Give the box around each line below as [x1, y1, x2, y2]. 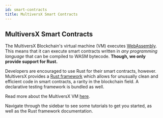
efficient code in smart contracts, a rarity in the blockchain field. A [5, 79, 139, 85]
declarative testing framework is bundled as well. [5, 84, 105, 90]
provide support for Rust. [5, 59, 58, 64]
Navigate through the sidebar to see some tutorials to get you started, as [5, 103, 152, 109]
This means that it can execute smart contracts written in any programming [5, 48, 158, 54]
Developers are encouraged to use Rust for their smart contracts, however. [5, 68, 157, 74]
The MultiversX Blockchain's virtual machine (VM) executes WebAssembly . [5, 43, 157, 49]
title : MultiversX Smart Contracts [5, 12, 78, 17]
